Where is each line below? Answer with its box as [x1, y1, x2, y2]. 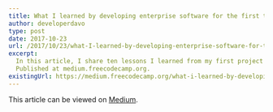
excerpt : [8, 50, 38, 58]
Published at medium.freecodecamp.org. [15, 65, 151, 73]
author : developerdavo [8, 19, 85, 28]
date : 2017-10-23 [8, 34, 67, 43]
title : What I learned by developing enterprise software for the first [8, 11, 260, 20]
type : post [8, 27, 45, 35]
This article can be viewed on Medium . [8, 94, 138, 104]
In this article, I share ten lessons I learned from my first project [15, 58, 264, 66]
